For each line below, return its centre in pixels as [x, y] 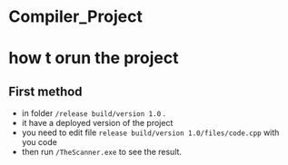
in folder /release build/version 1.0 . [94, 113]
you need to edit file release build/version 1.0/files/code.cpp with [150, 132]
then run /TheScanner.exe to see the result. [102, 152]
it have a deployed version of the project [97, 123]
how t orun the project [94, 58]
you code [40, 142]
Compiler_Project [75, 17]
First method [45, 91]
